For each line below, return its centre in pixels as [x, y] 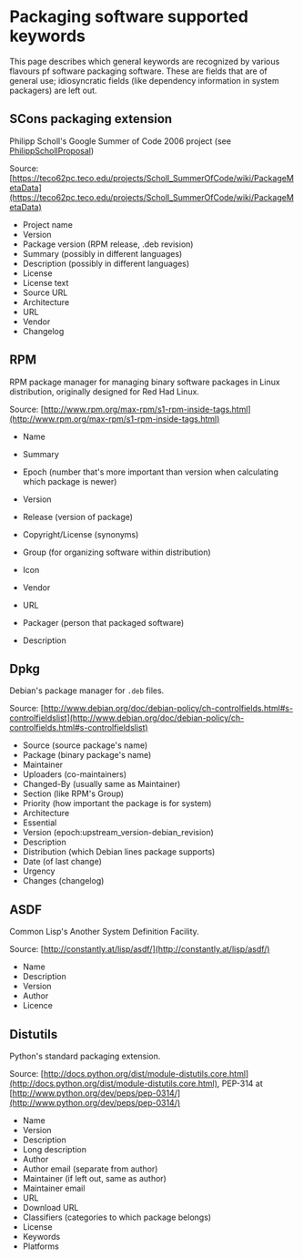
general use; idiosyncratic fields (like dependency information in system [144, 80]
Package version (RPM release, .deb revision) [108, 244]
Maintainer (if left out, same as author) [94, 1178]
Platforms [40, 1246]
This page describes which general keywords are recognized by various [145, 61]
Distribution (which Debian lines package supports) [119, 852]
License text [45, 282]
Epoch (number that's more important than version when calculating [151, 472]
